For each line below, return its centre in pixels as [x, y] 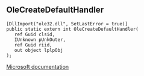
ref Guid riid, [33, 45]
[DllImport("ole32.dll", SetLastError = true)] [67, 24]
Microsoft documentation [38, 66]
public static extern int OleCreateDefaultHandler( [72, 29]
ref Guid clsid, [35, 34]
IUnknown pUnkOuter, [40, 40]
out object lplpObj [39, 50]
